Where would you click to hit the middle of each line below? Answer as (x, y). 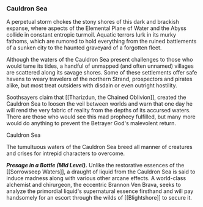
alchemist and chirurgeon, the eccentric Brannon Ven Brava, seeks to (94, 185)
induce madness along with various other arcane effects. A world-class (96, 178)
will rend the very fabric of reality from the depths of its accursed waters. (98, 111)
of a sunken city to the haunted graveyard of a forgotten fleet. (84, 48)
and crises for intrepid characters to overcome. (66, 153)
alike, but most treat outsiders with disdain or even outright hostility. (92, 85)
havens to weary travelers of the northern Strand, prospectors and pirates (99, 79)
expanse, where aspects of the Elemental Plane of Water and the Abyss (96, 28)
